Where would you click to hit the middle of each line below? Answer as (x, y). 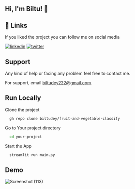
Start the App (18, 146)
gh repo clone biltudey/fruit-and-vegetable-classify (65, 118)
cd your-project (26, 137)
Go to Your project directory (33, 128)
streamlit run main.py (32, 155)
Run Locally (23, 98)
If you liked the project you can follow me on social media (62, 37)
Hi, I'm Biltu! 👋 (27, 9)
